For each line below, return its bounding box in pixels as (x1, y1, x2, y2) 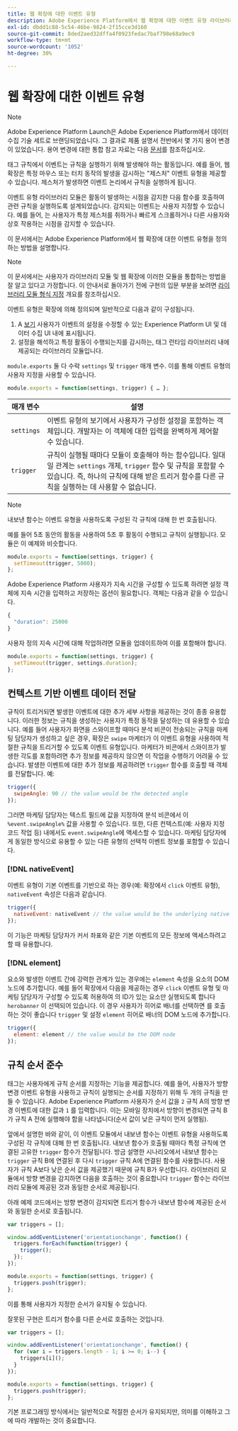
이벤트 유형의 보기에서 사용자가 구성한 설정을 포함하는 (47, 415, 215, 425)
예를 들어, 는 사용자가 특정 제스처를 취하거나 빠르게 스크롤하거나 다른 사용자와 (16, 210, 230, 219)
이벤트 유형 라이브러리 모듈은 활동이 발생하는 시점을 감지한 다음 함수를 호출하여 (7, 193, 225, 201)
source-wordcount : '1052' (7, 43, 84, 50)
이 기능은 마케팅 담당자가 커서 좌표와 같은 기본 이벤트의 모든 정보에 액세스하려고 (7, 931, 227, 939)
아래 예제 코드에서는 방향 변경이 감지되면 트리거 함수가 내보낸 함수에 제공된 (7, 1198, 214, 1206)
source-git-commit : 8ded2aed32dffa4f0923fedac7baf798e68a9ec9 (7, 30, 195, 38)
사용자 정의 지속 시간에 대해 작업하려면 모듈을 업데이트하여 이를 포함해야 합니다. (7, 638, 227, 647)
